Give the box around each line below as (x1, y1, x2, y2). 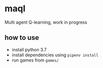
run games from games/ (11, 57, 59, 63)
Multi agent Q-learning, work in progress (4, 19, 87, 25)
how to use (4, 34, 39, 42)
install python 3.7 (11, 46, 47, 52)
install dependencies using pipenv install (11, 52, 99, 58)
